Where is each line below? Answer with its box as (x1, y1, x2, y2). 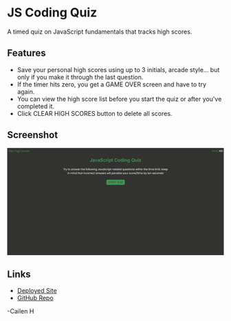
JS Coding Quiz (7, 5, 98, 21)
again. (16, 87, 35, 95)
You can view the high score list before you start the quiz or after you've (16, 95, 222, 103)
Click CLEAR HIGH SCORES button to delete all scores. (16, 109, 173, 117)
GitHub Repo (16, 294, 54, 302)
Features (7, 47, 46, 59)
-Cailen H (7, 307, 34, 316)
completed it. (16, 102, 55, 110)
